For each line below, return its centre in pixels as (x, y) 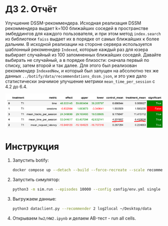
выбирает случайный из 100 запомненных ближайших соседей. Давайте (83, 55)
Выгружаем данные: (34, 199)
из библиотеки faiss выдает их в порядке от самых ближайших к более (82, 39)
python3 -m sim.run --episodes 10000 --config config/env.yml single (86, 190)
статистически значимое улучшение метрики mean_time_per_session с (80, 81)
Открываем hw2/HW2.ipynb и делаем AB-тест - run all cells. (74, 219)
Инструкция (32, 146)
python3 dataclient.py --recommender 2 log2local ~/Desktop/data (82, 209)
